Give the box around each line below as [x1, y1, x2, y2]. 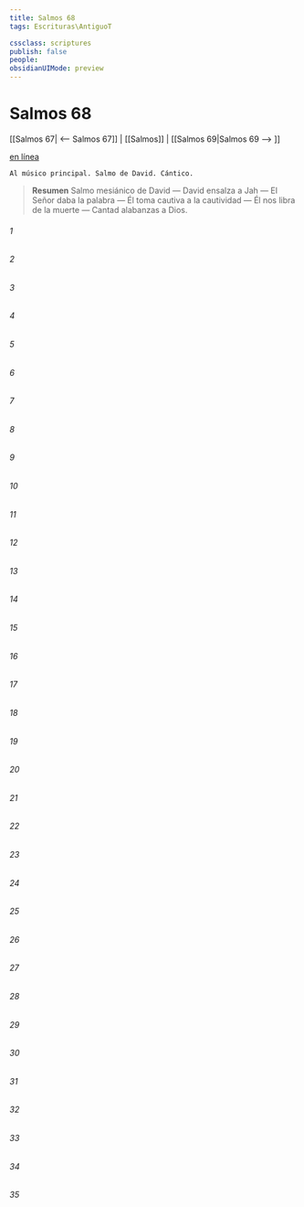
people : [9, 56, 39, 65]
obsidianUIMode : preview [9, 64, 104, 73]
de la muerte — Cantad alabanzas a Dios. [31, 204, 188, 215]
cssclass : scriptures [9, 38, 92, 48]
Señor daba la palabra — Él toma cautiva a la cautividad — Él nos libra [31, 194, 296, 206]
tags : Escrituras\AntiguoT [9, 22, 112, 31]
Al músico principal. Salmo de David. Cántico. [9, 168, 194, 178]
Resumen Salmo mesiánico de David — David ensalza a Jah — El [31, 185, 278, 196]
